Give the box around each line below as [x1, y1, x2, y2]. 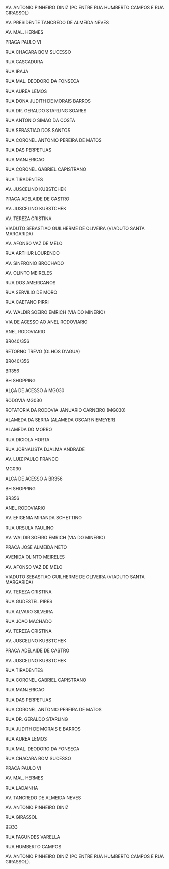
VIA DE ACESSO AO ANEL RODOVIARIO [5, 319, 88, 325]
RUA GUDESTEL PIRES [5, 599, 53, 604]
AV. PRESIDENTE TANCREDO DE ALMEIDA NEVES [5, 20, 109, 25]
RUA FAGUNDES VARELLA [5, 834, 61, 840]
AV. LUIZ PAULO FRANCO [5, 456, 59, 462]
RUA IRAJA [5, 68, 29, 74]
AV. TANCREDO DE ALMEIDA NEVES [5, 795, 81, 801]
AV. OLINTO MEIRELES [5, 270, 52, 276]
